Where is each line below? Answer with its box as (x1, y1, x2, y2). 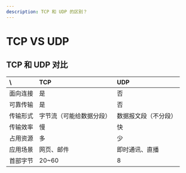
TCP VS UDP (6, 34, 70, 48)
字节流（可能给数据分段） (39, 111, 112, 120)
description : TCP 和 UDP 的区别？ (6, 8, 88, 15)
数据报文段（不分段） (117, 111, 178, 120)
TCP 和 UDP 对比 (6, 60, 68, 70)
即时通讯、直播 (117, 145, 160, 153)
